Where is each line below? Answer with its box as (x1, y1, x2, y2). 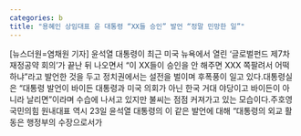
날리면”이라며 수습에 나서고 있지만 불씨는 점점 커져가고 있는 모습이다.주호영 (26, 93, 294, 105)
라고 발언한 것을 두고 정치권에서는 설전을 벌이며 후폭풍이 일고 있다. (26, 70, 264, 82)
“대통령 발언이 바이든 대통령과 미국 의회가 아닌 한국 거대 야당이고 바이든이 (18, 82, 281, 93)
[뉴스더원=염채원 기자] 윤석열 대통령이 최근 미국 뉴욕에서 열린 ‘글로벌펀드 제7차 (9, 47, 290, 59)
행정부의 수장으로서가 (26, 116, 103, 128)
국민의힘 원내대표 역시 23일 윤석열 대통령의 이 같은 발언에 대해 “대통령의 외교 (9, 105, 283, 116)
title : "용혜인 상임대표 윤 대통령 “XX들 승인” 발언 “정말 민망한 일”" (9, 22, 245, 31)
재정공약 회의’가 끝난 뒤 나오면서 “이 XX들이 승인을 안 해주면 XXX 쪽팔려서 (9, 59, 274, 70)
